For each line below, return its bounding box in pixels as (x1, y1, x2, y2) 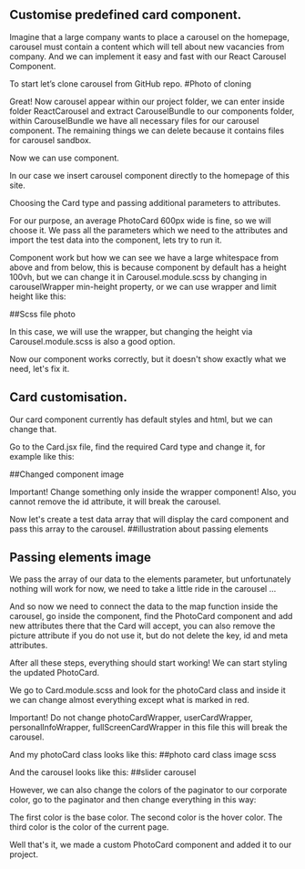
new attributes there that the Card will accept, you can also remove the (9, 620, 276, 632)
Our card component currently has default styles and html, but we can (9, 414, 273, 425)
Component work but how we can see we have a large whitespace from (9, 252, 280, 263)
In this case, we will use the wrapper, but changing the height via (9, 326, 253, 336)
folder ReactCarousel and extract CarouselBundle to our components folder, (9, 105, 295, 117)
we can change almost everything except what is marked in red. (9, 695, 249, 706)
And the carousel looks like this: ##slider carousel (9, 767, 197, 778)
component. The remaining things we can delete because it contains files (9, 125, 285, 136)
